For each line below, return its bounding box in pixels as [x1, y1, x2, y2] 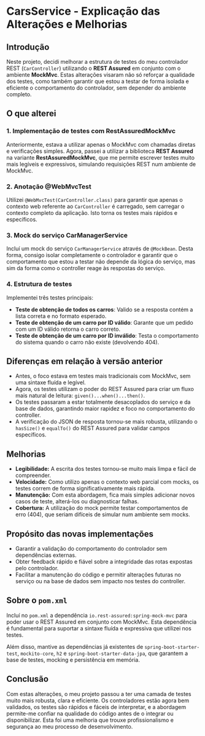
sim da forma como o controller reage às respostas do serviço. [6, 265, 166, 272]
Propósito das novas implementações [6, 529, 154, 539]
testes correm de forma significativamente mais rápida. [15, 485, 155, 492]
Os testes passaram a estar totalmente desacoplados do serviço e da [15, 398, 191, 406]
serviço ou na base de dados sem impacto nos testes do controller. [15, 578, 186, 585]
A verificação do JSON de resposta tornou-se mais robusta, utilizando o [15, 418, 198, 425]
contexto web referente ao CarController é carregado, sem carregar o [6, 203, 185, 210]
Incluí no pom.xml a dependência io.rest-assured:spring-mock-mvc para [6, 611, 187, 619]
